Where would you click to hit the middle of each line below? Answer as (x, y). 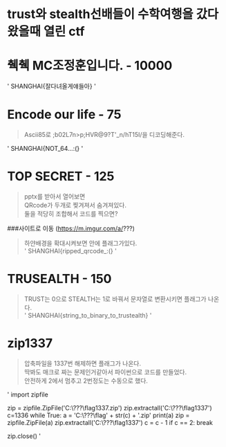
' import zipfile (28, 394)
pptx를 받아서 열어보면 (55, 197)
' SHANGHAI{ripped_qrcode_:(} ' (70, 251)
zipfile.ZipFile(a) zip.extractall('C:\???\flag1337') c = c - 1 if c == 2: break (110, 422)
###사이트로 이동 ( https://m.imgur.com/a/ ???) (71, 228)
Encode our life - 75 (64, 115)
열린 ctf (64, 31)
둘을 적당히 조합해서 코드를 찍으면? (71, 214)
